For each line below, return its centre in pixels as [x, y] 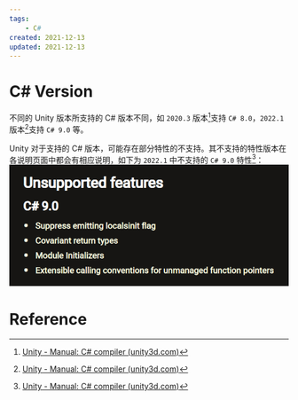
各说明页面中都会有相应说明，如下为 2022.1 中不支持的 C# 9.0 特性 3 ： [137, 159]
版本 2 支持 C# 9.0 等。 [49, 129]
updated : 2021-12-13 [47, 47]
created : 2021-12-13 [47, 37]
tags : [19, 19]
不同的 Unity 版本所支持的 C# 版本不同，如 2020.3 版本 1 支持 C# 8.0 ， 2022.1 [147, 117]
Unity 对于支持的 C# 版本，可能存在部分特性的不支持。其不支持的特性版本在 [148, 148]
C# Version [51, 92]
